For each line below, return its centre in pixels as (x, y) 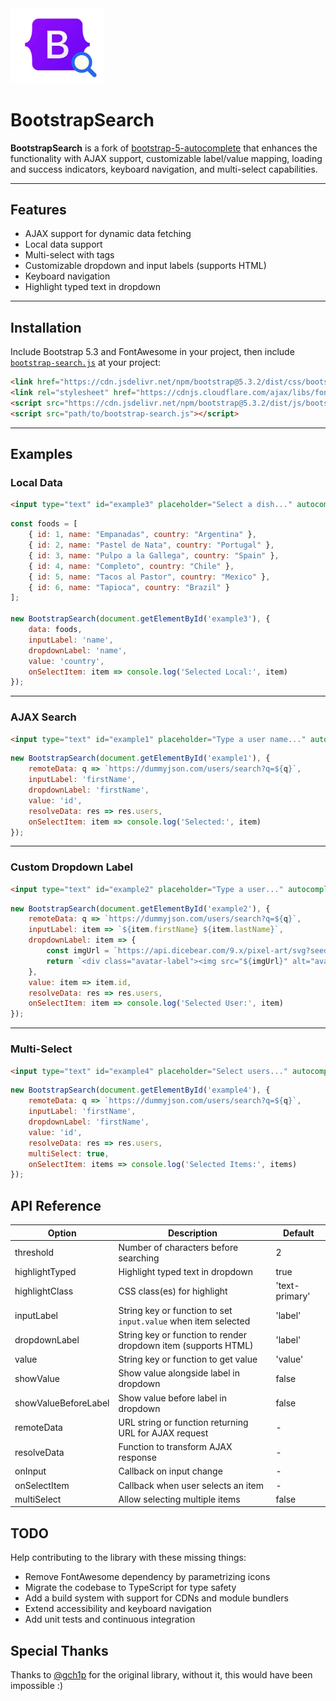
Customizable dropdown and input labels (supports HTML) (145, 266)
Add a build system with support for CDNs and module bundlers (156, 1598)
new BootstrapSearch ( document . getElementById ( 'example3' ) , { (140, 619)
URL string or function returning (183, 1422)
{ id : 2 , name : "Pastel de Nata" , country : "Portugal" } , (151, 545)
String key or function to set (175, 1310)
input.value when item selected (184, 1321)
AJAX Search (43, 717)
